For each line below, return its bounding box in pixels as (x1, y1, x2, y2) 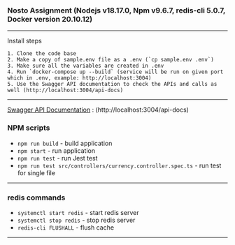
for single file (17, 168, 56, 177)
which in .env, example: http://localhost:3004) (7, 75, 152, 82)
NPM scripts (7, 123, 50, 133)
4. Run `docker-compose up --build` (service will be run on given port (7, 68, 224, 75)
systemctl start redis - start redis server (17, 208, 139, 216)
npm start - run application (17, 146, 96, 155)
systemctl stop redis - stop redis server (17, 216, 136, 224)
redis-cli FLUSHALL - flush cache (17, 223, 114, 232)
